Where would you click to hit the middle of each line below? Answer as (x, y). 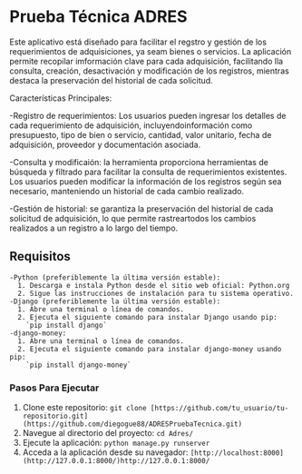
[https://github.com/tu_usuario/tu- (219, 409)
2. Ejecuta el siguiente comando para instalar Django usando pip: (148, 317)
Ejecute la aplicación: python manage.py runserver (116, 443)
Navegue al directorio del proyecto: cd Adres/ (107, 433)
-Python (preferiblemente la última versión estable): (115, 277)
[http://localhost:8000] (237, 453)
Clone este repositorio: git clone (84, 408)
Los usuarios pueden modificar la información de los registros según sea (146, 181)
